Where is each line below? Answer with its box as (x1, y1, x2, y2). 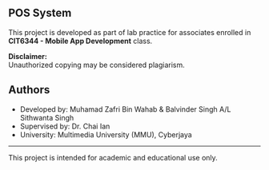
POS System (8, 6, 72, 20)
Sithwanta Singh (19, 113, 74, 122)
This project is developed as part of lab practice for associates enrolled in (8, 27, 251, 37)
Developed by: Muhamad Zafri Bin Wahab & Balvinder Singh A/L (19, 104, 231, 114)
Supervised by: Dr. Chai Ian (19, 121, 110, 131)
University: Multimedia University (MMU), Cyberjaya (19, 129, 192, 139)
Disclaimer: (8, 51, 48, 61)
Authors (8, 83, 50, 97)
